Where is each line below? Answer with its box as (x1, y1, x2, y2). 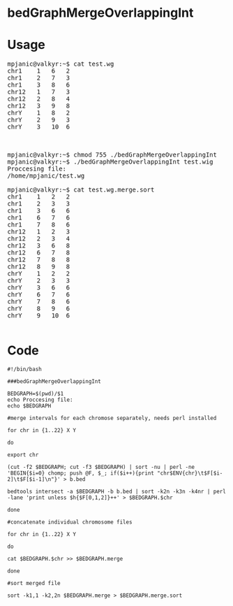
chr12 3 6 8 (7, 242, 70, 250)
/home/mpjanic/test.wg (7, 172, 85, 180)
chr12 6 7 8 (7, 249, 70, 257)
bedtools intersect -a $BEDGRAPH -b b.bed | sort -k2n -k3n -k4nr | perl (7, 488, 227, 496)
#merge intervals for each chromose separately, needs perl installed (7, 414, 217, 422)
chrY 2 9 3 (7, 116, 70, 124)
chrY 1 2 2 (7, 270, 70, 277)
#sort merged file (7, 580, 61, 587)
